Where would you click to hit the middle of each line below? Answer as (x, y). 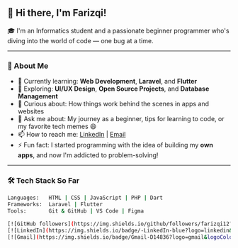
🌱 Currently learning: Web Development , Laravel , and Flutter (107, 81)
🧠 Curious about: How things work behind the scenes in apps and (113, 104)
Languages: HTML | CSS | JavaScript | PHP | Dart (85, 198)
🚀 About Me (28, 66)
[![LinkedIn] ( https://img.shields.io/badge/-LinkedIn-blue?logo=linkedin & (120, 230)
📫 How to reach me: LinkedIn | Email (72, 135)
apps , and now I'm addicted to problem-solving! (88, 155)
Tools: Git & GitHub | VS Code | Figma (75, 211)
